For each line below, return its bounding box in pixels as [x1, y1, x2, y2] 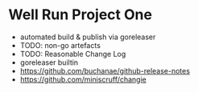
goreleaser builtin [19, 58, 79, 67]
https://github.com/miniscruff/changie [19, 74, 147, 84]
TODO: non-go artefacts [19, 40, 101, 50]
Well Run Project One [8, 6, 153, 24]
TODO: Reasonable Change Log [19, 49, 126, 58]
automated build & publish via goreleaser [19, 32, 156, 42]
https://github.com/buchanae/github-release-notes [19, 66, 191, 75]
